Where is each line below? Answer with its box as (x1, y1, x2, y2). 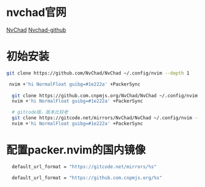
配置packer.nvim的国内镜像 (6, 143, 146, 157)
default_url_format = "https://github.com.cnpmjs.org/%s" (12, 175, 163, 181)
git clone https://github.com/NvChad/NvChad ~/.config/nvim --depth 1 (6, 70, 190, 76)
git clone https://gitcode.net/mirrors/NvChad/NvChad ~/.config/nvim (12, 115, 192, 121)
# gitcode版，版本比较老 (12, 109, 68, 116)
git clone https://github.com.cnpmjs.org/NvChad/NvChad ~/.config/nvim (12, 92, 198, 98)
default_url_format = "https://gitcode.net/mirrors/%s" (12, 163, 157, 170)
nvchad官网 (6, 5, 67, 20)
